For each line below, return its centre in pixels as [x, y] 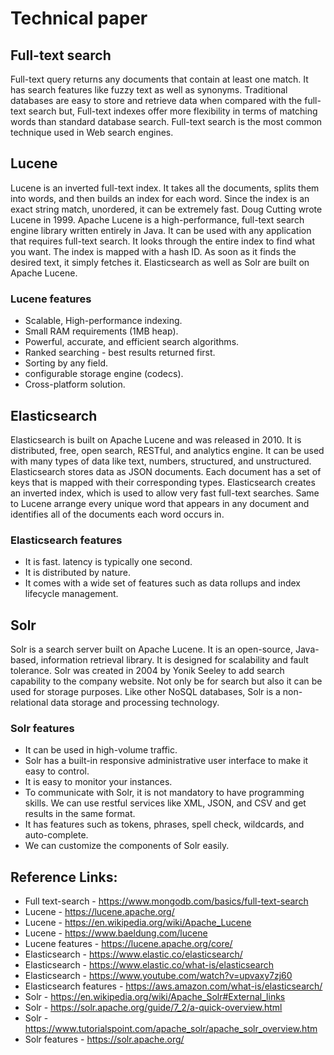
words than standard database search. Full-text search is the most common [166, 121]
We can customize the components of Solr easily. [127, 846]
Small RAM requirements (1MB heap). [101, 331]
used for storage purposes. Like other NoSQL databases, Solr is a [145, 692]
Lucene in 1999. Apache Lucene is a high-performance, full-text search [157, 219]
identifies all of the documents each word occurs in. [117, 514]
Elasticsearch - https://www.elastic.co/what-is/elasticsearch [149, 965]
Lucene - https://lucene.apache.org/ [99, 912]
